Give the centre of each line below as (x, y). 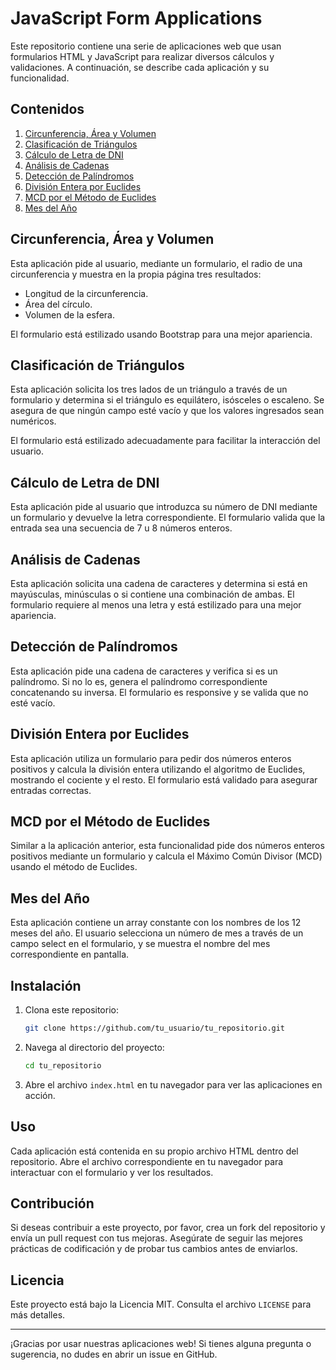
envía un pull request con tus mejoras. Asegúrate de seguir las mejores (156, 1238)
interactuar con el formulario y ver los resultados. (112, 1172)
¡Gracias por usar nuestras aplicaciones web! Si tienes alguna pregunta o (161, 1344)
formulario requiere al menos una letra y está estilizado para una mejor (156, 605)
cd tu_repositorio (63, 1065)
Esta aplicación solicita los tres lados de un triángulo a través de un (149, 389)
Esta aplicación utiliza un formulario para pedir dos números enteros (151, 758)
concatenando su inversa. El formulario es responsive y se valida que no (159, 692)
